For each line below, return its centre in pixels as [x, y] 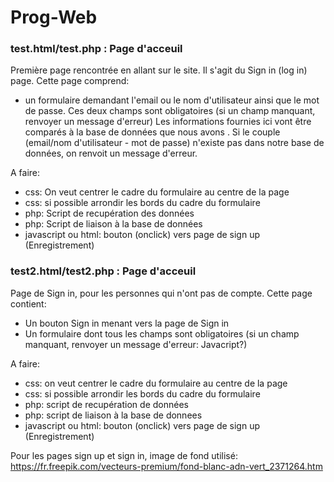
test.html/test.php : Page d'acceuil [96, 49]
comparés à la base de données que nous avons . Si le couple [152, 132]
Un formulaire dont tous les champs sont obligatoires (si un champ [162, 333]
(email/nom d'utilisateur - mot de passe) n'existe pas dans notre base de [174, 143]
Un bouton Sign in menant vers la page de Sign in [127, 323]
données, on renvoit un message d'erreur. [111, 153]
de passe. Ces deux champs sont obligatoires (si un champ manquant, [170, 111]
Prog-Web [54, 17]
